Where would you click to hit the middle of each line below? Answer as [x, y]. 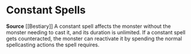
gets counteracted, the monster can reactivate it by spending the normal [94, 38]
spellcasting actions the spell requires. [53, 45]
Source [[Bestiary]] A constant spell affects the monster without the [88, 26]
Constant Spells [46, 10]
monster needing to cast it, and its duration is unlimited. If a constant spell [96, 32]
